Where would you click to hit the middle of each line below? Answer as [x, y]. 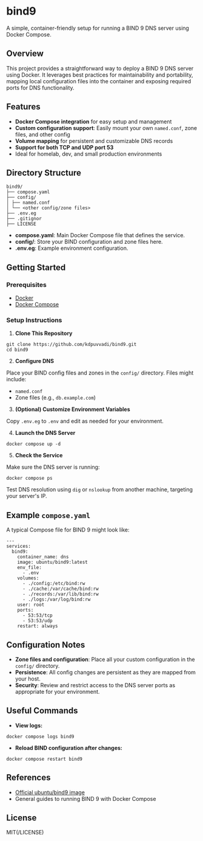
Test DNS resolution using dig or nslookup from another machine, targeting [99, 490]
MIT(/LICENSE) [25, 832]
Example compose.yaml [48, 515]
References [28, 777]
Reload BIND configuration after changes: [68, 748]
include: [16, 379]
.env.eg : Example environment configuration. [72, 248]
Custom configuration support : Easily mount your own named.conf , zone [106, 128]
